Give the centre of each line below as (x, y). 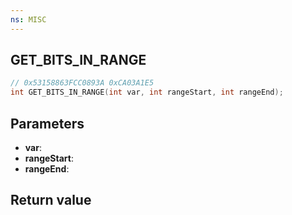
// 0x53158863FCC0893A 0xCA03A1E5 (82, 83)
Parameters (47, 123)
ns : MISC (28, 19)
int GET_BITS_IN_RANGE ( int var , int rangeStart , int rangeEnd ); (147, 92)
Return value (51, 200)
